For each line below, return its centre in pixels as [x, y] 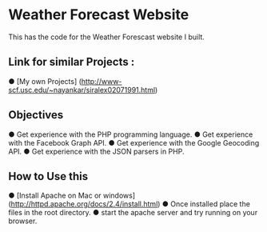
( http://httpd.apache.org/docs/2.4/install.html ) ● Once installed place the [129, 204]
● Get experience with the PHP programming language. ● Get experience [131, 134]
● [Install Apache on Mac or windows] [72, 196]
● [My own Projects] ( [45, 81]
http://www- [102, 81]
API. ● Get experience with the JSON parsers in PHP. [96, 151]
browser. [23, 221]
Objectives [36, 115]
